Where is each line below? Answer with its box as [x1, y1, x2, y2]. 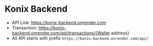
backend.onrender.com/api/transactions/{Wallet [11, 30, 110, 36]
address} [110, 30, 130, 36]
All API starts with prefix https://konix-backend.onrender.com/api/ [11, 35, 149, 41]
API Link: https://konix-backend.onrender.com [11, 20, 106, 25]
